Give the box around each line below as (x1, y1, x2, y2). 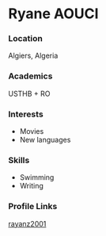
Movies (19, 127, 44, 136)
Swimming (19, 173, 55, 182)
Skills (8, 155, 30, 166)
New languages (19, 135, 71, 145)
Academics (8, 70, 53, 82)
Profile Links (8, 201, 58, 212)
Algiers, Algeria (8, 51, 59, 60)
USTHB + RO (8, 89, 51, 98)
